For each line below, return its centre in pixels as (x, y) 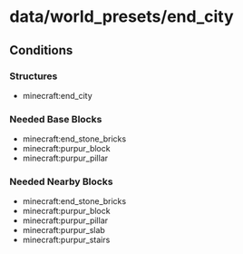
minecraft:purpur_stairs (66, 240)
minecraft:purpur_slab (64, 230)
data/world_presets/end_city (121, 17)
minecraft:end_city (57, 95)
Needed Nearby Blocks (61, 181)
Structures (34, 76)
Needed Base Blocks (56, 119)
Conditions (41, 50)
